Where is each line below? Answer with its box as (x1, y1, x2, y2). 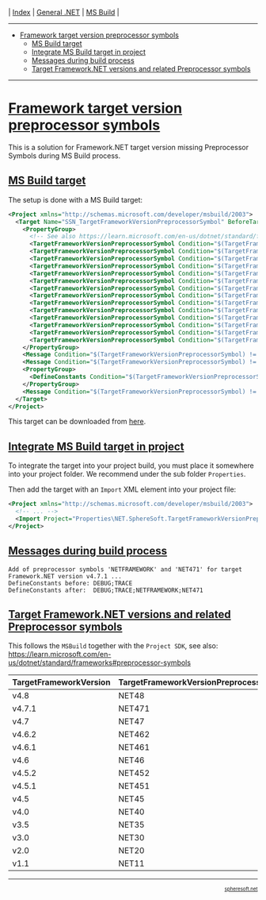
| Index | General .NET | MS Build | (8, 8, 120, 17)
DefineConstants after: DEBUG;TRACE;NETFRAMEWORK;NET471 (8, 586, 203, 594)
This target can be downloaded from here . (8, 417, 146, 427)
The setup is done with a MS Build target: (8, 195, 143, 204)
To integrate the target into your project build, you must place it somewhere (8, 461, 255, 470)
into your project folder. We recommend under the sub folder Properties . (8, 469, 246, 479)
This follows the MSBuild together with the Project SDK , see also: (8, 641, 218, 651)
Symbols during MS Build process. (8, 151, 121, 160)
